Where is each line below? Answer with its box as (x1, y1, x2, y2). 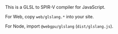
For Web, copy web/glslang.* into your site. (5, 14, 94, 19)
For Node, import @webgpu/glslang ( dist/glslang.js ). (5, 23, 114, 29)
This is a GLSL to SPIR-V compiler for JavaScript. (5, 4, 106, 10)
